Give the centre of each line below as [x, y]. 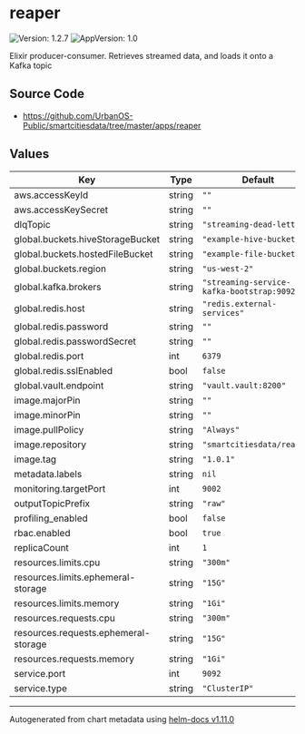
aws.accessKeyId [51, 195]
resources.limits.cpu [57, 563]
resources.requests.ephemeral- [83, 632]
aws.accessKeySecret [61, 210]
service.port [40, 673]
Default [258, 180]
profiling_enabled [51, 518]
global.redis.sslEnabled [64, 370]
